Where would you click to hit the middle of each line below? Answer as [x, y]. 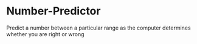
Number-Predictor [54, 11]
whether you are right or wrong [45, 34]
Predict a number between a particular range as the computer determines [98, 28]
